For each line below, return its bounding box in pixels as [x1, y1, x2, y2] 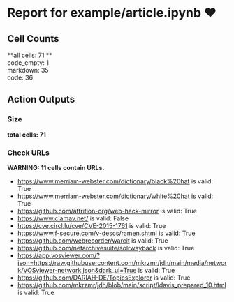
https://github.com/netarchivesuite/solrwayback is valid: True [17, 243, 195, 252]
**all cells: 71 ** [7, 51, 52, 59]
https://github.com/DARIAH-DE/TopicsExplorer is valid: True [17, 273, 191, 282]
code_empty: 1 [7, 59, 49, 67]
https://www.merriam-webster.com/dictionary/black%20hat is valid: [17, 176, 214, 186]
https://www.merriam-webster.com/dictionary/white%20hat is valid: [17, 192, 214, 200]
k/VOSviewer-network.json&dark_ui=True [17, 266, 137, 274]
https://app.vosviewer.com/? [17, 251, 100, 259]
